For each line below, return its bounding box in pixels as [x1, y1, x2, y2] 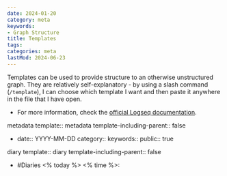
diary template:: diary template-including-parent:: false [7, 147, 162, 156]
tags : [7, 42, 23, 48]
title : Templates [7, 35, 57, 42]
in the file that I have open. [7, 95, 82, 103]
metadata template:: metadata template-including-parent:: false [7, 121, 186, 130]
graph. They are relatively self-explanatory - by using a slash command [7, 80, 209, 89]
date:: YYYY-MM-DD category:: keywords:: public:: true [16, 134, 174, 143]
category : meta [7, 16, 51, 23]
